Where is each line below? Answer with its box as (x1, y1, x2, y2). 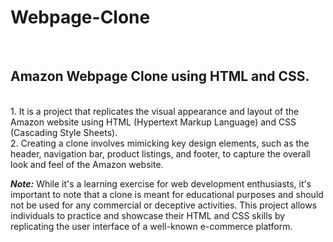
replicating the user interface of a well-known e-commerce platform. (10, 220, 293, 232)
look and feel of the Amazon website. (10, 158, 164, 170)
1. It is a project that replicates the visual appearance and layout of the (10, 105, 300, 117)
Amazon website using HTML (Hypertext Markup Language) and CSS (10, 116, 297, 128)
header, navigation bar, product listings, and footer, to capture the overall (10, 147, 311, 160)
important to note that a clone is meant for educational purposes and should (10, 188, 324, 200)
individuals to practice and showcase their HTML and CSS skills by (10, 209, 286, 221)
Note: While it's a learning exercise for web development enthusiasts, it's (10, 177, 312, 190)
